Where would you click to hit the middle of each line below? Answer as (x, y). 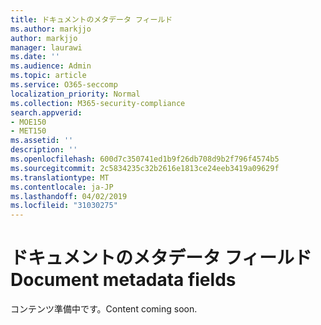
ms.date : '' (35, 57)
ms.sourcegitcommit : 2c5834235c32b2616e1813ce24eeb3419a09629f (145, 168)
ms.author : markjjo (51, 29)
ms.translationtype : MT (60, 177)
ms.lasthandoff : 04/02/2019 (69, 196)
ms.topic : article (48, 76)
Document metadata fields (123, 280)
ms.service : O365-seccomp (64, 85)
